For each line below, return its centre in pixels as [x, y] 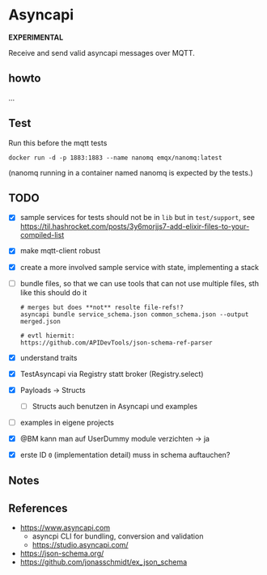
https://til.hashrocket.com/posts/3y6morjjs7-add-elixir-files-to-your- [135, 226]
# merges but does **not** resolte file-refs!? [102, 307]
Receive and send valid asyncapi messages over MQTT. [102, 53]
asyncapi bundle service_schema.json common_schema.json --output [134, 314]
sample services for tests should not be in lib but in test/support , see [137, 218]
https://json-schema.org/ [62, 554]
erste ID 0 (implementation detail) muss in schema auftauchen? [125, 455]
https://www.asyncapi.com [65, 528]
